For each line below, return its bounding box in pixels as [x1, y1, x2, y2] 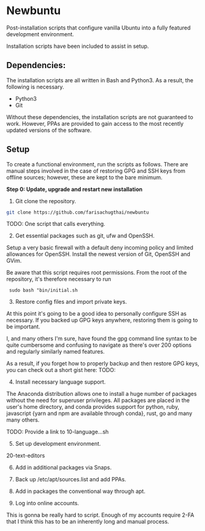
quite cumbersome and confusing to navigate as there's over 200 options [6, 341, 192, 349]
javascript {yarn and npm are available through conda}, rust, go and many [6, 409, 193, 417]
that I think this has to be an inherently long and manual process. [6, 518, 170, 525]
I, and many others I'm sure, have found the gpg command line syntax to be [6, 335, 197, 343]
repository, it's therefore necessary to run [6, 276, 111, 283]
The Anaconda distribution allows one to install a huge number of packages [6, 390, 197, 398]
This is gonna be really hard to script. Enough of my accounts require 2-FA [6, 511, 195, 519]
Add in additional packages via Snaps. [15, 464, 112, 471]
